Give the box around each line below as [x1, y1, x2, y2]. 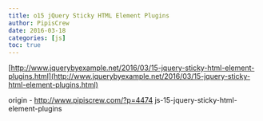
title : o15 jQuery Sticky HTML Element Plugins [8, 11, 170, 20]
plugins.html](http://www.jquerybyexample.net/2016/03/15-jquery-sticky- [8, 72, 250, 81]
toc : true [8, 41, 42, 49]
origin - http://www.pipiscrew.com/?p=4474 [8, 96, 153, 105]
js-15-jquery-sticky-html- [154, 96, 237, 105]
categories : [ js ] [8, 33, 66, 42]
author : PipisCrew [8, 19, 70, 27]
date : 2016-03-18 [8, 26, 66, 34]
